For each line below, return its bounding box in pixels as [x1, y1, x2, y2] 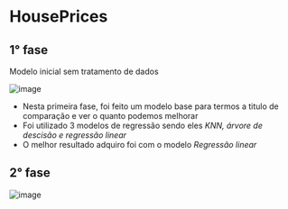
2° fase [9, 165, 51, 181]
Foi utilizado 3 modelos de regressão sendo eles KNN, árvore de [22, 120, 264, 131]
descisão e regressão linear [22, 130, 127, 141]
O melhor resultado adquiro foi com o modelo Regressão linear [22, 140, 257, 150]
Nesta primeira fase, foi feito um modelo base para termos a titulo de [22, 101, 279, 112]
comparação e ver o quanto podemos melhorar [22, 111, 199, 121]
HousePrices [9, 6, 108, 27]
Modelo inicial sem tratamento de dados [9, 66, 160, 77]
